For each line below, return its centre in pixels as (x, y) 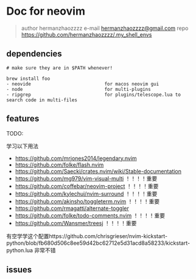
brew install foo (28, 78)
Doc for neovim (46, 11)
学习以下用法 (22, 146)
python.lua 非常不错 (31, 250)
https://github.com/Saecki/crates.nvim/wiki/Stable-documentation (98, 171)
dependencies (34, 54)
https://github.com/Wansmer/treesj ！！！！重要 (76, 223)
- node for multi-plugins (79, 89)
